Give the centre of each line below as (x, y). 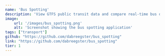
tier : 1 (13, 46)
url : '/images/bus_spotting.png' (48, 23)
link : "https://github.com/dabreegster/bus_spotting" (61, 41)
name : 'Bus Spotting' (27, 9)
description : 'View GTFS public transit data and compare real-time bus (81, 14)
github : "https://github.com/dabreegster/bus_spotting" (63, 37)
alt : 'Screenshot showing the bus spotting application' (73, 28)
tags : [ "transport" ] (26, 32)
